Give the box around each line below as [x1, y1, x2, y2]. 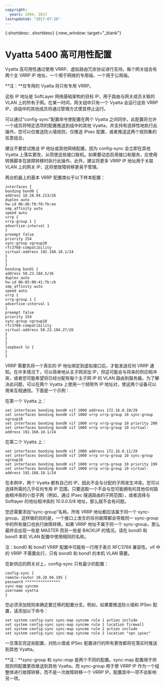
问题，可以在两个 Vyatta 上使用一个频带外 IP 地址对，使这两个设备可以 [13, 381, 157, 387]
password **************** [5, 580, 61, 584]
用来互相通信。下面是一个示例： [5, 387, 70, 394]
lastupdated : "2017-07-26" [5, 16, 61, 21]
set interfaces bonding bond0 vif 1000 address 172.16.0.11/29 [5, 449, 138, 454]
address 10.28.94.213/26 [5, 193, 56, 198]
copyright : [5, 7, 28, 12]
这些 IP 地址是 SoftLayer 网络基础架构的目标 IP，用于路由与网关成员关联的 [5, 94, 155, 100]
